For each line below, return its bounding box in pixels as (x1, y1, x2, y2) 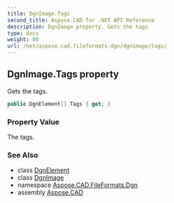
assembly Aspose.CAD (17, 188, 84, 197)
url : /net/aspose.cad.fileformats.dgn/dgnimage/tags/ (7, 43, 168, 50)
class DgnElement (17, 166, 70, 174)
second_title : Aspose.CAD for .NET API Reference (7, 17, 155, 24)
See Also (7, 150, 38, 160)
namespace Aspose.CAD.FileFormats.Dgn (17, 181, 138, 189)
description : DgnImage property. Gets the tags (7, 23, 149, 30)
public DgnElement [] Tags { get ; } (7, 100, 111, 107)
